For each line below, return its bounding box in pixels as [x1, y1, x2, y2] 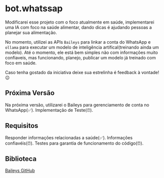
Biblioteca [5, 154, 37, 163]
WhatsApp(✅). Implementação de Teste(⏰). [5, 107, 93, 113]
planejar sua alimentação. [5, 29, 57, 35]
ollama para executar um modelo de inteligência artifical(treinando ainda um [5, 44, 159, 50]
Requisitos [5, 122, 38, 130]
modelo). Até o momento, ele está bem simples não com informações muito [5, 50, 158, 55]
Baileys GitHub [5, 168, 35, 174]
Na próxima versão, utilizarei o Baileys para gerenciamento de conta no [5, 102, 150, 108]
